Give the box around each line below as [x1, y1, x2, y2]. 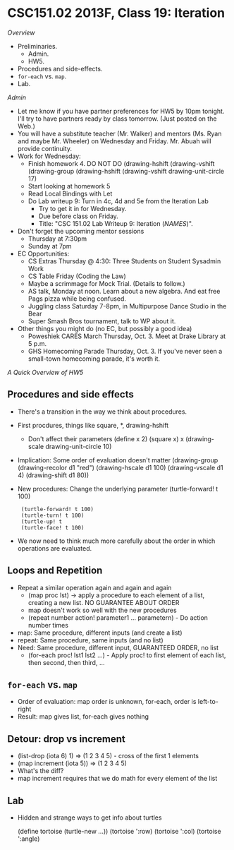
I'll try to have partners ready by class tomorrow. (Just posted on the [17, 114, 217, 123]
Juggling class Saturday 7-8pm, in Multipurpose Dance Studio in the [27, 301, 227, 310]
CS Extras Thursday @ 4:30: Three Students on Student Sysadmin [27, 256, 221, 265]
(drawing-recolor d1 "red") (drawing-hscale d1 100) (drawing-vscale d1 [17, 463, 223, 472]
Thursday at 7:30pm [27, 234, 87, 243]
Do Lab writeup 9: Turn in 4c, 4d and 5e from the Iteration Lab [27, 196, 209, 205]
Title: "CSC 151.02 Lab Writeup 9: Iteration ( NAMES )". [38, 219, 194, 227]
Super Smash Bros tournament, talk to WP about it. [27, 316, 176, 325]
